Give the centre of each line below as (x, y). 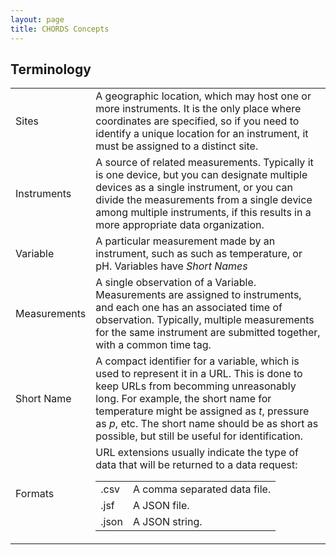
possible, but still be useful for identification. (199, 436)
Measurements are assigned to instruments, (198, 295)
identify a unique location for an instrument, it (202, 134)
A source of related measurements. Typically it (204, 163)
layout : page (37, 19)
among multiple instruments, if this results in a (203, 213)
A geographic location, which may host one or (203, 96)
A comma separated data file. (202, 489)
